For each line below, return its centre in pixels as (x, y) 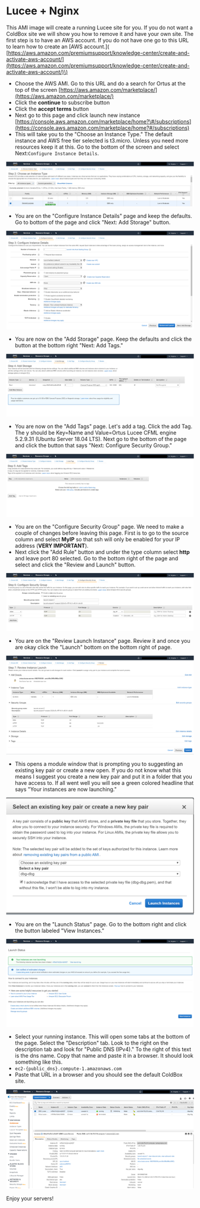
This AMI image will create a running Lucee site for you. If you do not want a (100, 27)
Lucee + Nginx (43, 11)
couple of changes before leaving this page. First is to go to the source (102, 533)
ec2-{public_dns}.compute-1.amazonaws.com (68, 1069)
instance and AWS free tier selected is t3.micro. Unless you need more (101, 140)
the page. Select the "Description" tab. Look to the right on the (91, 1043)
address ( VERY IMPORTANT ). (51, 546)
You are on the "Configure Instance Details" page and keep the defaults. (103, 216)
